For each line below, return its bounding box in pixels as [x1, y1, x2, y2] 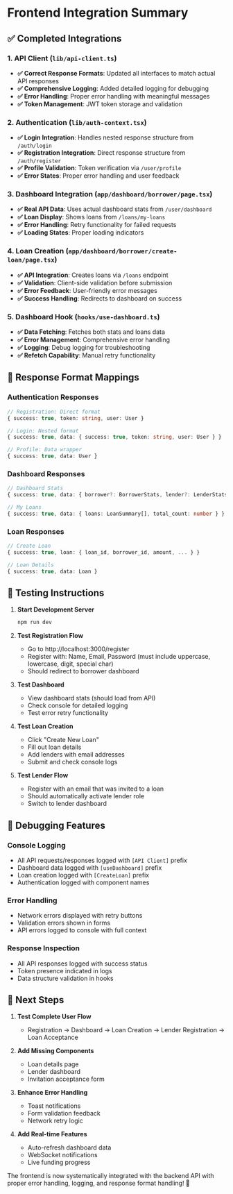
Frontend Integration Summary [7, 5, 189, 21]
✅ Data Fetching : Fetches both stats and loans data [17, 328, 165, 336]
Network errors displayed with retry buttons [17, 911, 143, 920]
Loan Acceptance [27, 1033, 78, 1042]
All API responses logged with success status [17, 959, 148, 968]
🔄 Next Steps [7, 994, 64, 1006]
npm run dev [17, 619, 52, 626]
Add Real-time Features [17, 1130, 88, 1138]
